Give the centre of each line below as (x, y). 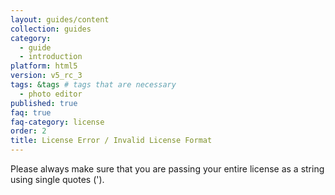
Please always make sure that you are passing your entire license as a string (167, 169)
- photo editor (51, 94)
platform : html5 (44, 66)
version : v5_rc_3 (46, 76)
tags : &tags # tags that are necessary (93, 85)
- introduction (51, 57)
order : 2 (28, 131)
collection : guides (51, 29)
